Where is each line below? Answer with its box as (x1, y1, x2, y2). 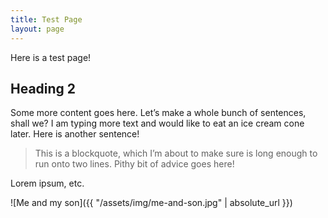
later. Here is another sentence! (10, 128, 140, 140)
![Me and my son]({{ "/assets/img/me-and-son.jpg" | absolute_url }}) (10, 197, 293, 209)
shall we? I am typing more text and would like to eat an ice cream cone (10, 117, 305, 130)
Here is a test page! (10, 51, 92, 63)
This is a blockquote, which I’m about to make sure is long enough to (34, 147, 318, 160)
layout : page (10, 24, 65, 34)
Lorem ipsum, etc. (10, 177, 85, 190)
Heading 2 (10, 80, 77, 97)
